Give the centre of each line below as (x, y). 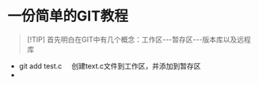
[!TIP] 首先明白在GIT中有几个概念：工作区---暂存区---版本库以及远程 (139, 39)
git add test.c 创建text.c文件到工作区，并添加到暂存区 (110, 66)
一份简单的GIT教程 (68, 16)
